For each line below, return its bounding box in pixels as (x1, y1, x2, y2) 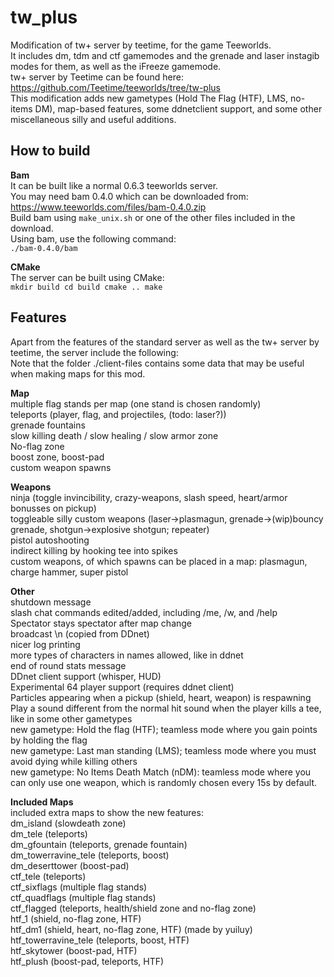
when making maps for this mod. (10, 367, 146, 380)
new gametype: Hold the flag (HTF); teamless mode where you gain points (10, 723, 318, 735)
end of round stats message (10, 659, 127, 671)
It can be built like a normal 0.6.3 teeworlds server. (10, 179, 219, 191)
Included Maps (10, 796, 74, 808)
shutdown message (10, 596, 92, 608)
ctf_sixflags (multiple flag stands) (10, 881, 148, 893)
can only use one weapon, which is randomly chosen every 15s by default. (10, 776, 318, 788)
